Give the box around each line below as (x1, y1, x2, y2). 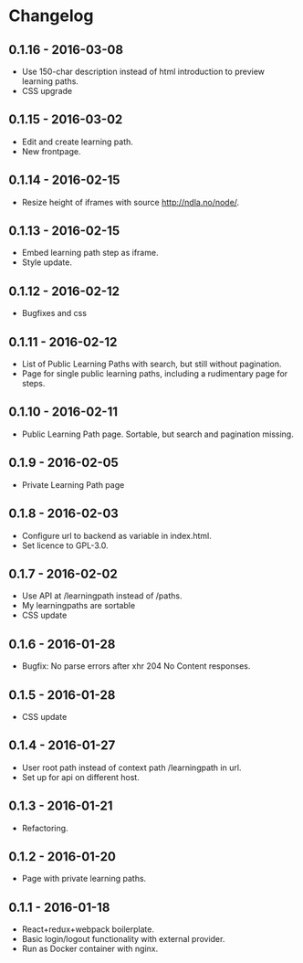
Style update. (21, 257, 72, 268)
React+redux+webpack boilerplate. (21, 924, 154, 935)
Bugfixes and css (21, 308, 88, 319)
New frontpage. (21, 145, 81, 156)
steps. (21, 378, 46, 389)
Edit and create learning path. (21, 136, 134, 147)
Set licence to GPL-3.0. (21, 540, 109, 551)
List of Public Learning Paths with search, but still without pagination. (21, 358, 282, 370)
